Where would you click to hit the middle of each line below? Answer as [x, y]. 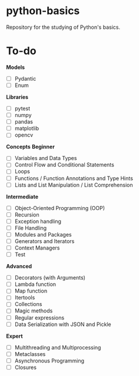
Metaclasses [30, 354]
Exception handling [38, 221]
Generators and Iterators [44, 241]
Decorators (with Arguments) [50, 278]
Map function [31, 291]
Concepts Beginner [30, 147]
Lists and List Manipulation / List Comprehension [74, 185]
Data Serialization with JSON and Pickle [63, 324]
